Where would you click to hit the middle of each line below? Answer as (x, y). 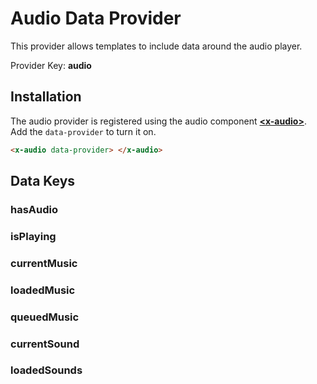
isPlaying (33, 236)
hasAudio (34, 209)
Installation (46, 97)
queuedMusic (45, 317)
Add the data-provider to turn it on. (83, 131)
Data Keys (43, 181)
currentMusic (44, 263)
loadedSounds (46, 370)
